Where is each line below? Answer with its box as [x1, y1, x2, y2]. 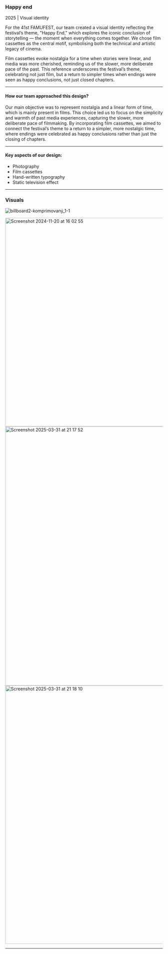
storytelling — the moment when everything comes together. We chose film [5, 35, 161, 41]
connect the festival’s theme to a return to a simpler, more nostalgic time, [5, 125, 155, 131]
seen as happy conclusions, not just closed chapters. [5, 77, 115, 83]
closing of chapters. [5, 136, 46, 142]
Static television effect [12, 179, 59, 185]
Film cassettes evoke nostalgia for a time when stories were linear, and [5, 56, 151, 62]
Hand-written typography [12, 174, 65, 180]
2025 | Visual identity [5, 15, 49, 21]
